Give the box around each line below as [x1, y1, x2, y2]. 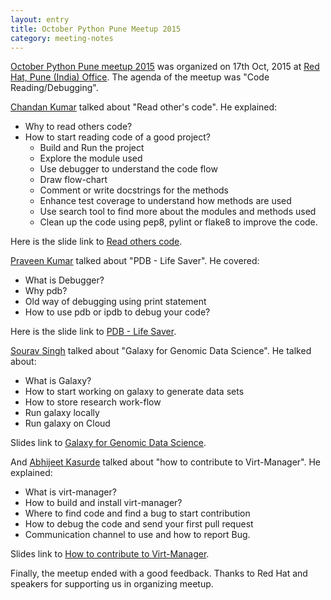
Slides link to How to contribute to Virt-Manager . [10, 548, 210, 560]
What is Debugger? [24, 274, 105, 286]
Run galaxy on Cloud [24, 417, 111, 430]
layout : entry [10, 14, 70, 25]
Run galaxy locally [24, 407, 100, 419]
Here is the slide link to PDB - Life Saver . [10, 326, 177, 338]
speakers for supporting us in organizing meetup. [10, 578, 214, 590]
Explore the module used [39, 152, 143, 165]
